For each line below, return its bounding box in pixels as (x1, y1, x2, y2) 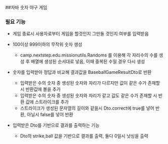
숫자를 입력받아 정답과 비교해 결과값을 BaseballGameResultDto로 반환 (12, 69, 152, 75)
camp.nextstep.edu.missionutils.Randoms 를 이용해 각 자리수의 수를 (20, 52, 158, 58)
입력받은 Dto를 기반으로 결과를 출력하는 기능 (12, 122, 100, 128)
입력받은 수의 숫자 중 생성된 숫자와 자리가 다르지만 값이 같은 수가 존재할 (20, 80, 160, 86)
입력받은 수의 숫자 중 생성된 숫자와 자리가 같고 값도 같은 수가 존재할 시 (20, 92, 157, 99)
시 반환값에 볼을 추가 (20, 86, 61, 92)
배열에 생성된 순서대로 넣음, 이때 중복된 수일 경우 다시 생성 (31, 59, 145, 65)
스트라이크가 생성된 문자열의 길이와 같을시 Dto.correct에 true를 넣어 (20, 105, 155, 111)
